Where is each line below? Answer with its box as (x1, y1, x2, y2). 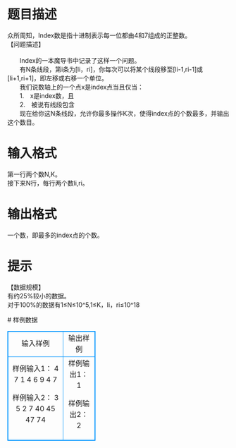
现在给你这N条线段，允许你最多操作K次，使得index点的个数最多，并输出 (19, 109, 230, 117)
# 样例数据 (7, 315, 38, 324)
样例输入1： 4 (12, 364, 59, 374)
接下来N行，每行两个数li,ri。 (7, 178, 89, 187)
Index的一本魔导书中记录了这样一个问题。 (19, 56, 141, 64)
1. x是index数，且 (19, 91, 75, 99)
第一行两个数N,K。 (7, 170, 61, 178)
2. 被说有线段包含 (19, 100, 75, 109)
